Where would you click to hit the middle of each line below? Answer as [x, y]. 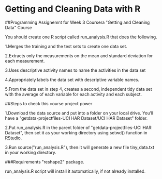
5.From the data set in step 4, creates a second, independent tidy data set [79, 89]
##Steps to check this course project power [49, 103]
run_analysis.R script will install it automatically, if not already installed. [75, 171]
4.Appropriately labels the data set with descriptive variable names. [72, 80]
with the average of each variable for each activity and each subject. [74, 94]
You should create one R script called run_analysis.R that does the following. [81, 37]
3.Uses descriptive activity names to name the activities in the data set [75, 70]
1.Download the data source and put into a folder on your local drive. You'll [79, 113]
